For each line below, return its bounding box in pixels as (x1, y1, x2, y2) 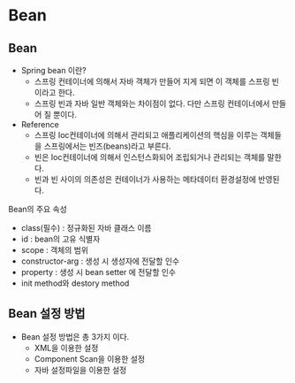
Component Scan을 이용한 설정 (34, 353, 146, 364)
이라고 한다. (34, 88, 75, 97)
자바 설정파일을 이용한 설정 (34, 364, 127, 375)
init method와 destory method (20, 278, 130, 288)
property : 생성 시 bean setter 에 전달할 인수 (20, 267, 177, 277)
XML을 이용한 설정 (34, 342, 99, 353)
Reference (20, 119, 59, 129)
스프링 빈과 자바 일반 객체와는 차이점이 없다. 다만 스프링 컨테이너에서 (34, 98, 270, 109)
